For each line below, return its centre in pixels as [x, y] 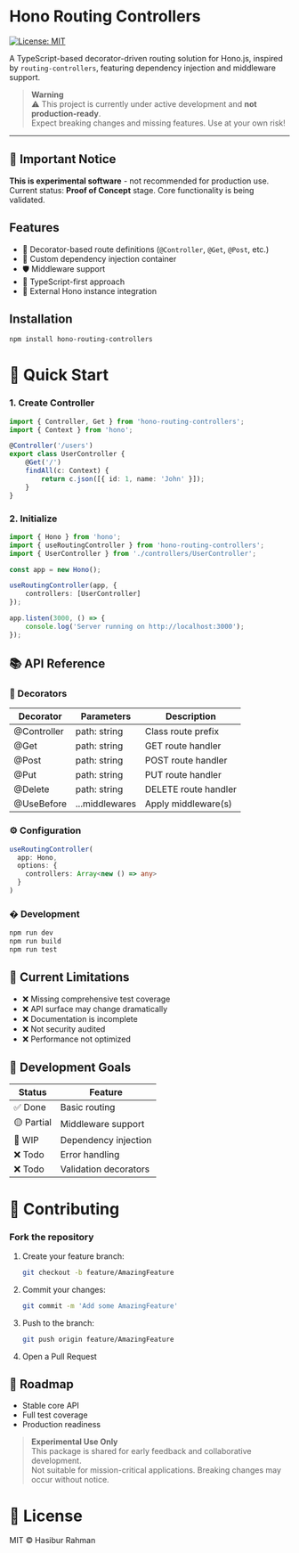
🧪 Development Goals [70, 1068]
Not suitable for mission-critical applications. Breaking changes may [156, 1470]
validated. [28, 200]
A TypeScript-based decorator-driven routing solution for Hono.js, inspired [146, 58]
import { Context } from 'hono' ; [71, 429]
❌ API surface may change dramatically [95, 1009]
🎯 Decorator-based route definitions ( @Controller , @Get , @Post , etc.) [145, 249]
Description [191, 716]
